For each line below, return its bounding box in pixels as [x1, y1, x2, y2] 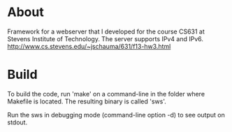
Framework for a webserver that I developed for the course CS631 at [7, 27, 205, 36]
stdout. [7, 118, 28, 126]
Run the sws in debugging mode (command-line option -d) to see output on [7, 110, 225, 119]
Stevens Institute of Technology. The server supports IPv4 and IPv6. [7, 34, 204, 43]
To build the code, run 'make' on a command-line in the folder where [7, 89, 205, 98]
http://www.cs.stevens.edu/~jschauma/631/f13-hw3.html [7, 42, 171, 50]
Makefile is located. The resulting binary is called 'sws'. [7, 97, 166, 105]
